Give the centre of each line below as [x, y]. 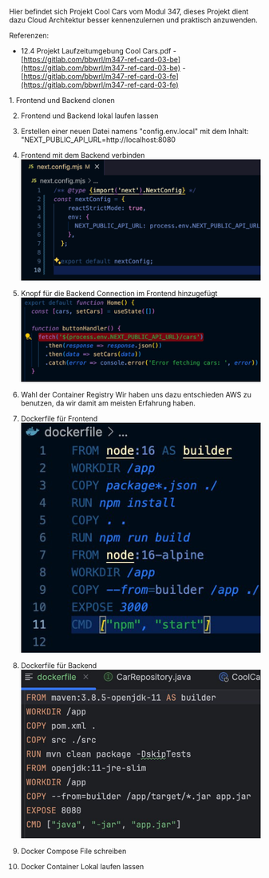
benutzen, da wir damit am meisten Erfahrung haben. [108, 403]
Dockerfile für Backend [59, 665]
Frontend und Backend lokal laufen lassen [89, 116]
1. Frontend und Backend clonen [62, 100]
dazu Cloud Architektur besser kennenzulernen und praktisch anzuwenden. [133, 20]
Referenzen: [29, 36]
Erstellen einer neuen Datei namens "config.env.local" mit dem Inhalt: [134, 131]
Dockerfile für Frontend [59, 419]
